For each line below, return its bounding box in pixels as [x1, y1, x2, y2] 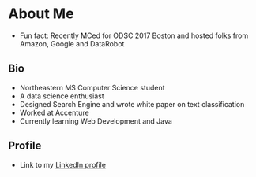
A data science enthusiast [19, 91, 104, 101]
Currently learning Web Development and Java [19, 116, 172, 126]
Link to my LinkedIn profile [19, 160, 107, 169]
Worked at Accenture [19, 108, 89, 117]
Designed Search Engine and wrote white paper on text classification [19, 99, 245, 109]
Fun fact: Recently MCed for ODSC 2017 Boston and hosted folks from [19, 31, 249, 40]
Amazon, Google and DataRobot [19, 39, 125, 48]
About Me [8, 5, 74, 23]
